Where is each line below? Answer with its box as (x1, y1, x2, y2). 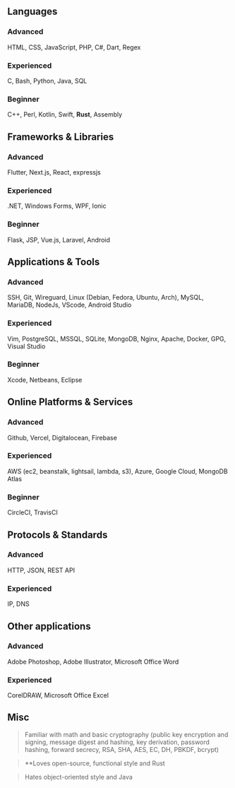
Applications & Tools (7, 256, 100, 268)
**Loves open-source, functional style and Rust (24, 759, 166, 768)
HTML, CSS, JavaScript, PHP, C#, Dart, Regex (7, 42, 141, 52)
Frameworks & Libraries (7, 131, 114, 143)
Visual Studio (7, 342, 46, 351)
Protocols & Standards (7, 529, 108, 541)
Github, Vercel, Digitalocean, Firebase (7, 433, 118, 442)
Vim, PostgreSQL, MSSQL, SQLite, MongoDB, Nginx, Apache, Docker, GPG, (7, 334, 227, 343)
